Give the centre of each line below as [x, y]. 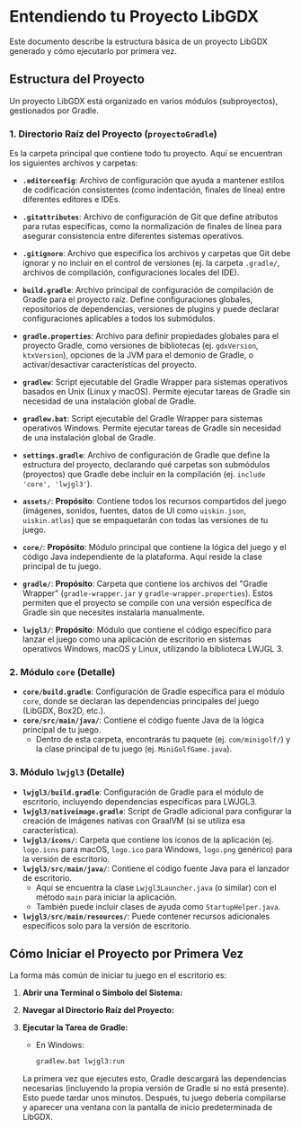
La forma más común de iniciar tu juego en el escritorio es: [118, 975]
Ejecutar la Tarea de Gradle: [75, 1027]
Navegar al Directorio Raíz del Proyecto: [98, 1010]
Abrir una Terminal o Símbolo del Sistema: [102, 993]
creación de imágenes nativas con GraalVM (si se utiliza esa [133, 821]
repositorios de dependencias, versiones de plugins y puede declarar [151, 309]
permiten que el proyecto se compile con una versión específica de [147, 603]
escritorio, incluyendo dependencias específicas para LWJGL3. [140, 801]
